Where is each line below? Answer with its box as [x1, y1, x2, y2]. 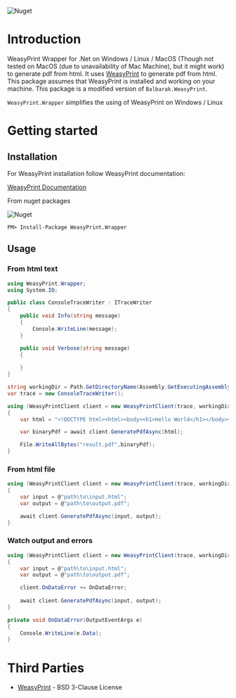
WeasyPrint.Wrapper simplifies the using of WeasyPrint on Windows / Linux [7, 98, 223, 106]
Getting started [7, 123, 98, 139]
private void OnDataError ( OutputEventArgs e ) [7, 616, 143, 623]
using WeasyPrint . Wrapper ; [7, 280, 86, 287]
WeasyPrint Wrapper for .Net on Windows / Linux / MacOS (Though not [7, 54, 214, 63]
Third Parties [7, 660, 84, 675]
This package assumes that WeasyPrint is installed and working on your [7, 77, 216, 85]
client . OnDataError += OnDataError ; [20, 584, 128, 591]
